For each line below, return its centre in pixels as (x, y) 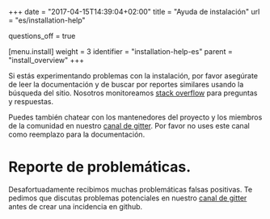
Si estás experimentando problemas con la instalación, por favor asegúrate (133, 76)
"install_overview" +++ (46, 60)
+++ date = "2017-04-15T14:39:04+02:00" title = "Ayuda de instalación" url (134, 12)
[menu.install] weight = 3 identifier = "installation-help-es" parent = (120, 51)
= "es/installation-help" (47, 20)
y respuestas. (31, 101)
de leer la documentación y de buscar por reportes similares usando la (126, 84)
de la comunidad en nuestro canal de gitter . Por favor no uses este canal (129, 126)
